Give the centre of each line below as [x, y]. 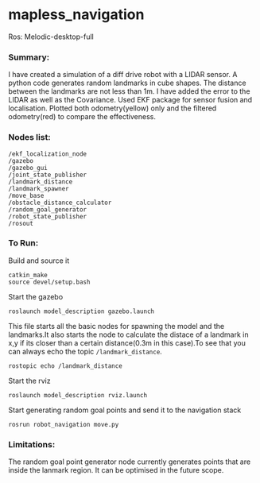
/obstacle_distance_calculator [60, 203]
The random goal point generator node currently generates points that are [130, 462]
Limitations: [32, 444]
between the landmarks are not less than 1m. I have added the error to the [129, 91]
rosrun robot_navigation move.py [64, 424]
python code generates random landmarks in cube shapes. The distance [127, 83]
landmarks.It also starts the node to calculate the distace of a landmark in [128, 334]
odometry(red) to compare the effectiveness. [82, 117]
